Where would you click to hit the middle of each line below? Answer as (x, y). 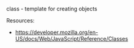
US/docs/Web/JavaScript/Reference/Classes (72, 39)
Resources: (20, 20)
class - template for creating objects (52, 9)
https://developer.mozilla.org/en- (57, 32)
